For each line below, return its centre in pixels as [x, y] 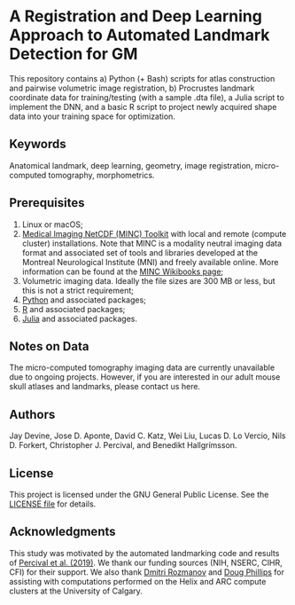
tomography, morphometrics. [101, 175]
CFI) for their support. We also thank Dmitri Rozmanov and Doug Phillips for [147, 572]
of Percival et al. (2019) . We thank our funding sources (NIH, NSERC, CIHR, [146, 562]
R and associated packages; [74, 309]
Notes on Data [49, 346]
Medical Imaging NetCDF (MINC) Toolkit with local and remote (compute [154, 233]
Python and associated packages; [84, 300]
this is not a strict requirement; [78, 290]
